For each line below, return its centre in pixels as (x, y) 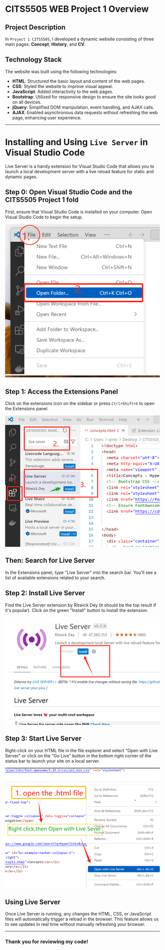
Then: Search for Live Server (50, 561)
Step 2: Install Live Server (45, 593)
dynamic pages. (21, 177)
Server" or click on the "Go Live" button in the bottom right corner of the (78, 756)
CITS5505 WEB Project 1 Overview (77, 9)
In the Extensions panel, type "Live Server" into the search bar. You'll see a (81, 572)
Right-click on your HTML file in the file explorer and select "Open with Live (82, 750)
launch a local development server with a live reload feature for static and (79, 171)
